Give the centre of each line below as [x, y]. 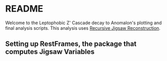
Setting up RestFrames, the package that [71, 44]
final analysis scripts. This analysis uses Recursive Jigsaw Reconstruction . [83, 28]
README [24, 9]
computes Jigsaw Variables [50, 52]
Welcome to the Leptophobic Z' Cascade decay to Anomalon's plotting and [83, 23]
